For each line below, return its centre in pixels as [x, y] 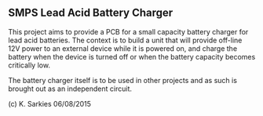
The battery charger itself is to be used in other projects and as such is [123, 80]
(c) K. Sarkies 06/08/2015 [50, 103]
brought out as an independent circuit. [70, 89]
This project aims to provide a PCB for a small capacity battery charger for [128, 31]
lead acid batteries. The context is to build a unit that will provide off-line [125, 40]
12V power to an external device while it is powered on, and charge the [123, 48]
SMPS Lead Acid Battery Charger [91, 13]
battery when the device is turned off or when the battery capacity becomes [132, 56]
